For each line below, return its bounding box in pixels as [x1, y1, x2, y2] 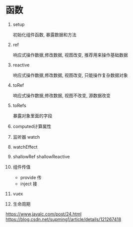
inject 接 [20, 181, 38, 187]
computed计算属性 [12, 123, 52, 129]
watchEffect [12, 144, 38, 150]
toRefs [12, 102, 26, 108]
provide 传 [20, 174, 42, 180]
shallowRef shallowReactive [12, 153, 70, 160]
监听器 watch [12, 134, 40, 140]
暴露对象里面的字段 [12, 113, 53, 119]
